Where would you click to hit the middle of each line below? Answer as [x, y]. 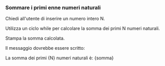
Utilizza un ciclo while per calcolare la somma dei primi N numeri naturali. [83, 28]
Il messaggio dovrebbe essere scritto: [45, 48]
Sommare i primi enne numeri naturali [53, 8]
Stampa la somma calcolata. [35, 38]
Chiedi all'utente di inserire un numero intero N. [55, 19]
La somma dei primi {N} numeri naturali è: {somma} [60, 58]
